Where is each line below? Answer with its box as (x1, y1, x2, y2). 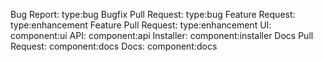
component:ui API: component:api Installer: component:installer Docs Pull (10, 30, 314, 41)
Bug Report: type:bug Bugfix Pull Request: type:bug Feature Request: (10, 9, 296, 20)
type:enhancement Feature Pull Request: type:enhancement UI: (10, 19, 272, 31)
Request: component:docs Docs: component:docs (10, 40, 218, 52)
